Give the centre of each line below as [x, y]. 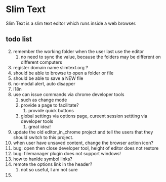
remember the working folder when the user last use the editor [78, 51]
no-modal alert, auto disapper [44, 83]
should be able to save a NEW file [48, 78]
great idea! [39, 126]
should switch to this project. [43, 137]
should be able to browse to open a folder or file [63, 73]
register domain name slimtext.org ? [50, 67]
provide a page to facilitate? [50, 105]
